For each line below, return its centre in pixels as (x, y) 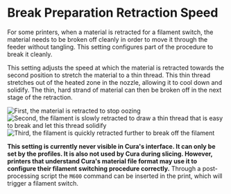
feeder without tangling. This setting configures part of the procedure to (110, 47)
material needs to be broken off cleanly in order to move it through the (108, 39)
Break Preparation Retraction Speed (113, 13)
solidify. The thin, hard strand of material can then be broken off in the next (114, 90)
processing (23, 176)
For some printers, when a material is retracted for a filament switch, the (110, 32)
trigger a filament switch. (43, 183)
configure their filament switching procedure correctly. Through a (104, 168)
